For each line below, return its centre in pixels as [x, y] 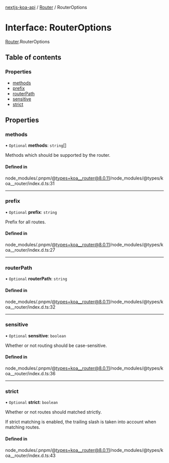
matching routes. [23, 427]
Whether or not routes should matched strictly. [54, 412]
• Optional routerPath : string [36, 279]
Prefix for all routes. [26, 222]
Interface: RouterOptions [58, 28]
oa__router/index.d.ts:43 [30, 455]
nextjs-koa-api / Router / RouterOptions [46, 7]
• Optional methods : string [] [36, 145]
